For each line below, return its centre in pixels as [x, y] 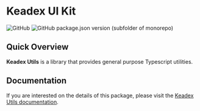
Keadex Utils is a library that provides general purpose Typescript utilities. [100, 61]
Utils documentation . [33, 102]
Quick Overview [37, 47]
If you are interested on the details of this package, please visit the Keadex [100, 95]
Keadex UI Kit [41, 11]
